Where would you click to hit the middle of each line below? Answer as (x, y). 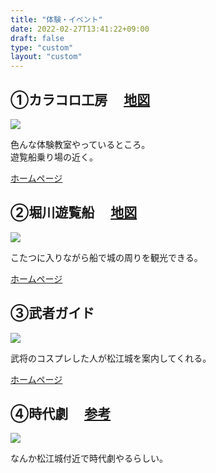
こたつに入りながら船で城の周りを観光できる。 (106, 257)
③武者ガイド (52, 313)
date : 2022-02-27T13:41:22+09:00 (80, 29)
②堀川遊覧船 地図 (74, 212)
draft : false (37, 38)
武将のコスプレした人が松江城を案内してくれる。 (111, 358)
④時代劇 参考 (61, 413)
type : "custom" (42, 47)
